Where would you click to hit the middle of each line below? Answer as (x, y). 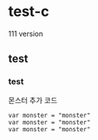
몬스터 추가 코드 (33, 100)
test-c (29, 12)
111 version (26, 34)
